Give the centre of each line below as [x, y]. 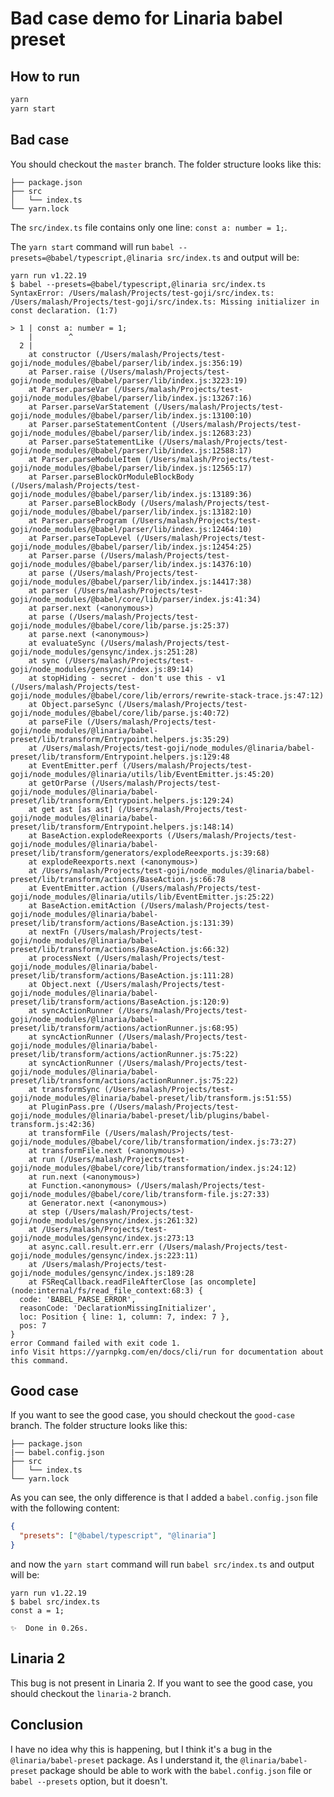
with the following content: [65, 1508]
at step [44, 1212]
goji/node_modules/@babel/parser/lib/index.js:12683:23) [131, 433]
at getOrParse [57, 783]
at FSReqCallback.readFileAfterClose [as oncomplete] [142, 1282]
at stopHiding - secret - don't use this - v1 [127, 678]
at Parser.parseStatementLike [91, 442]
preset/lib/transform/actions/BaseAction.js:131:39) [122, 923]
